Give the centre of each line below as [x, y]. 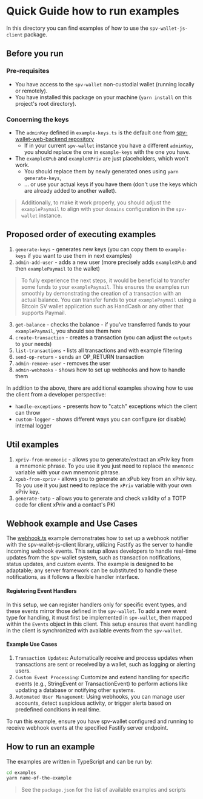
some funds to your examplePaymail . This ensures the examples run [105, 286]
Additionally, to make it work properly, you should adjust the [96, 202]
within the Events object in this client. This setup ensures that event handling [102, 624]
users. [23, 671]
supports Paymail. [44, 313]
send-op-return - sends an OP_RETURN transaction [79, 356]
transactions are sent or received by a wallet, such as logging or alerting [105, 664]
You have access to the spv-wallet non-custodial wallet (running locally [105, 84]
